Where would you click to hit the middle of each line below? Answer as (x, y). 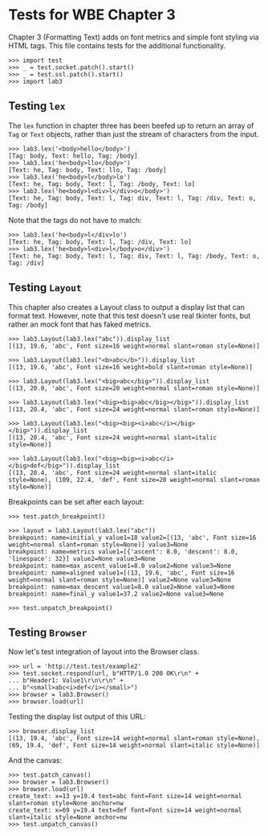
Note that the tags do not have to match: (75, 220)
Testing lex (37, 106)
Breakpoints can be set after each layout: (76, 501)
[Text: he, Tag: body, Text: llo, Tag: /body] (87, 170)
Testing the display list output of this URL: (77, 717)
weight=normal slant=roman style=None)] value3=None (98, 545)
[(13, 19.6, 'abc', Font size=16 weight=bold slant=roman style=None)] (130, 367)
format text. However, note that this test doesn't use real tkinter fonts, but (130, 315)
